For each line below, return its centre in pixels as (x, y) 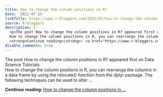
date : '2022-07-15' (25, 14)
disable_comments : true (29, 46)
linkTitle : (16, 18)
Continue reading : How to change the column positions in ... (65, 89)
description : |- (21, 28)
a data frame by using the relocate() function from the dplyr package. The (79, 75)
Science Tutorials (22, 65)
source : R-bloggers (25, 23)
